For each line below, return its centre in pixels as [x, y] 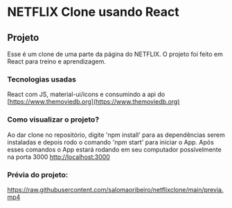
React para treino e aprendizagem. [56, 62]
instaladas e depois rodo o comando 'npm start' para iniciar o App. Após [111, 142]
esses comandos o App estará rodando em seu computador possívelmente [114, 149]
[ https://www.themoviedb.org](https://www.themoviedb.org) [93, 102]
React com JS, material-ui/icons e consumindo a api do [86, 95]
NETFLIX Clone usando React [93, 12]
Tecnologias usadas [42, 79]
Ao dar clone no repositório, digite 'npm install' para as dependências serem [116, 135]
